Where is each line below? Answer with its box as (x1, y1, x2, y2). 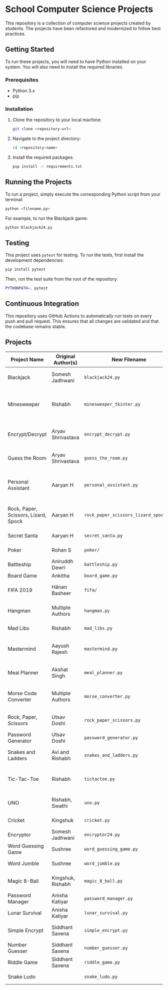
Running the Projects (5, 178, 72, 186)
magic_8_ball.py (84, 878, 123, 884)
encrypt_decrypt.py (84, 431, 131, 437)
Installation (5, 105, 33, 112)
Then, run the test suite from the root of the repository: (5, 276, 118, 282)
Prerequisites (5, 76, 38, 83)
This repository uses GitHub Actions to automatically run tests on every (5, 313, 152, 319)
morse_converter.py (84, 693, 131, 699)
